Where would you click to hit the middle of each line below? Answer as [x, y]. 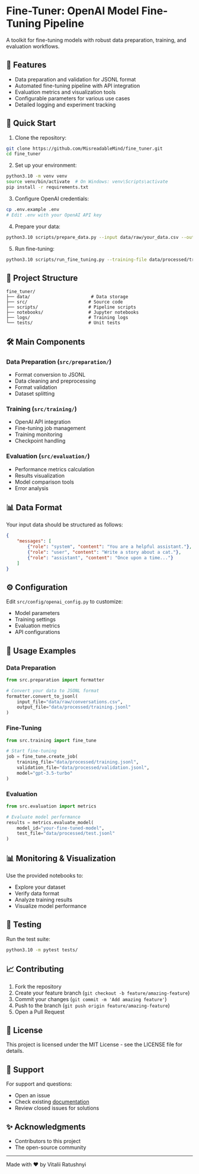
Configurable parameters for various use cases [72, 98]
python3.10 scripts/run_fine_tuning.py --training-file [76, 260]
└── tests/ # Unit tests [63, 323]
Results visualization [40, 475]
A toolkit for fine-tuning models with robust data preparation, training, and [96, 40]
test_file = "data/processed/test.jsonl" [66, 834]
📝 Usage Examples [41, 651]
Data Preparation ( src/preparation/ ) [59, 362]
